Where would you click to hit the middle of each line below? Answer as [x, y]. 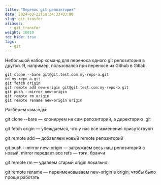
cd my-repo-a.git [23, 79]
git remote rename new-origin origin [44, 100]
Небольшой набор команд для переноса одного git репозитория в [75, 60]
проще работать [22, 177]
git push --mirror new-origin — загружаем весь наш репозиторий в [75, 148]
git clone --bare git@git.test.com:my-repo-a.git [57, 74]
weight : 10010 [20, 32]
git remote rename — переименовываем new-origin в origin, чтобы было [80, 172]
